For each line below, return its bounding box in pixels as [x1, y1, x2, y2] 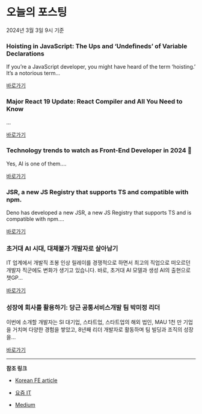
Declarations [6, 49, 44, 58]
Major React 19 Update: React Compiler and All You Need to [6, 97, 183, 106]
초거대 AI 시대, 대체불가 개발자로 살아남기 [6, 244, 118, 253]
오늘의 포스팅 [6, 5, 67, 19]
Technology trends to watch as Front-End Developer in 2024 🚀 [6, 146, 192, 155]
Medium [14, 401, 36, 408]
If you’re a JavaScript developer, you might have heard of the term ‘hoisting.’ [6, 63, 196, 70]
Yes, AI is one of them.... [6, 160, 67, 167]
